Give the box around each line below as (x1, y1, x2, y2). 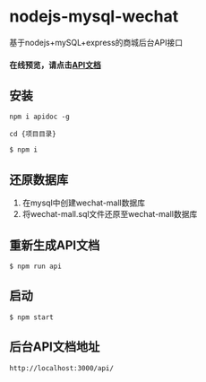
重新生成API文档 (9, 238, 100, 253)
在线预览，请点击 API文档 (9, 59, 101, 70)
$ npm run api (9, 262, 63, 271)
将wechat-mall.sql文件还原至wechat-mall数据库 (21, 209, 198, 220)
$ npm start (9, 312, 54, 322)
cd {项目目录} (9, 130, 56, 139)
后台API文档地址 (9, 339, 100, 355)
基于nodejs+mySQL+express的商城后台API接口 (9, 37, 184, 48)
